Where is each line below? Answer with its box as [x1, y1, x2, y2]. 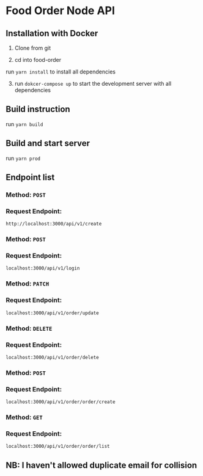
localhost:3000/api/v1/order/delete [6, 354, 99, 360]
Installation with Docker [6, 28, 98, 39]
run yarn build [6, 120, 43, 127]
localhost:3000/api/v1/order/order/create [6, 399, 116, 405]
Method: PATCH [6, 279, 50, 288]
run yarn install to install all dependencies [6, 68, 116, 75]
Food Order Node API [6, 4, 116, 18]
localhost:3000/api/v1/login [6, 265, 80, 271]
